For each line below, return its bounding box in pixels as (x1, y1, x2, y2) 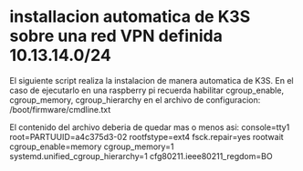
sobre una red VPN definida (9, 25, 224, 46)
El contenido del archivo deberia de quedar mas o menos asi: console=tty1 (9, 121, 290, 133)
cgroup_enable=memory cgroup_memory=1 (9, 141, 174, 152)
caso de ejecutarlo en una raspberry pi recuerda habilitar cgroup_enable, (9, 85, 285, 96)
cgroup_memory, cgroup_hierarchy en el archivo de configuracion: (9, 94, 261, 106)
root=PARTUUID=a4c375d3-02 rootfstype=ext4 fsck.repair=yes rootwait (9, 131, 285, 142)
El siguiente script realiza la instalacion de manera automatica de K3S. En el (9, 75, 294, 85)
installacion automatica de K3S (9, 6, 251, 27)
